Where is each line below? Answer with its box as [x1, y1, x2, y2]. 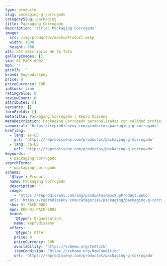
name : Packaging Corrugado [9, 179, 66, 184]
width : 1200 [9, 40, 35, 45]
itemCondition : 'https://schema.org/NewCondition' [14, 249, 121, 254]
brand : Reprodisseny [5, 72, 48, 77]
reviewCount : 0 [5, 95, 37, 100]
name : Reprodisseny [14, 221, 55, 226]
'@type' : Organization [14, 216, 61, 221]
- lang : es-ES [9, 133, 39, 138]
